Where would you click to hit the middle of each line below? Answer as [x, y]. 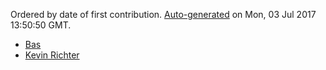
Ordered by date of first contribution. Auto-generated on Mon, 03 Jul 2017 [163, 14]
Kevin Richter [52, 55]
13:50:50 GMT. [41, 25]
